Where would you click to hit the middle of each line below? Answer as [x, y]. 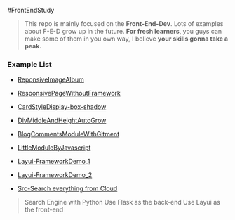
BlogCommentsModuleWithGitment [68, 134]
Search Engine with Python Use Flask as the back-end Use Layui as [122, 202]
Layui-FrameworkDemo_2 [55, 175]
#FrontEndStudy [31, 10]
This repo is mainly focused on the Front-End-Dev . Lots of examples [124, 24]
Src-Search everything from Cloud [67, 188]
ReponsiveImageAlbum [51, 79]
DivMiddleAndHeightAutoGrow [62, 121]
